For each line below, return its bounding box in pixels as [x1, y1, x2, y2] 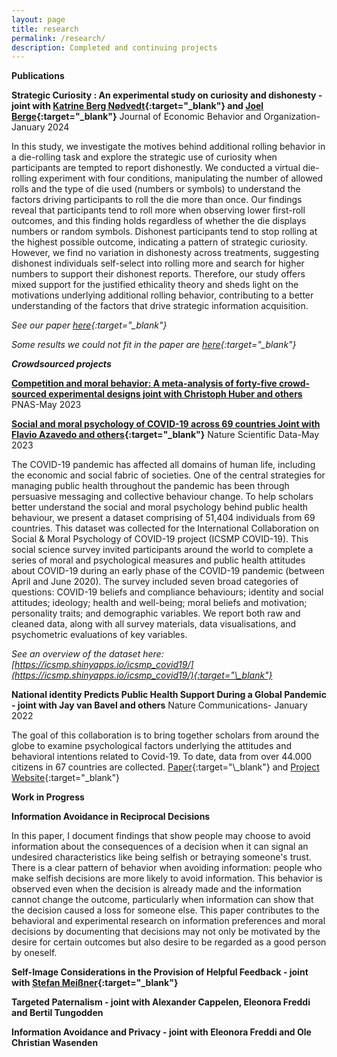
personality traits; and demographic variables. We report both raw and [11, 607, 301, 620]
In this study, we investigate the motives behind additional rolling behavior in [11, 141, 326, 153]
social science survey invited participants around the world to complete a [11, 544, 314, 556]
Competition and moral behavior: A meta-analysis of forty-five [11, 377, 278, 390]
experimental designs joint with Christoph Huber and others [48, 388, 303, 400]
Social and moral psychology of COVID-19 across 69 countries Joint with [11, 418, 321, 430]
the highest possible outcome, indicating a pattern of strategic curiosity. [11, 236, 308, 248]
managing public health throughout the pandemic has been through [11, 480, 290, 492]
